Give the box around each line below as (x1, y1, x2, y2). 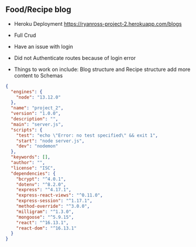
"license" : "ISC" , (11, 165, 56, 171)
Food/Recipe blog (5, 5, 72, 15)
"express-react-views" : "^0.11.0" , (16, 192, 103, 198)
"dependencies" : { (11, 170, 56, 177)
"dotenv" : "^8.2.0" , (16, 181, 66, 187)
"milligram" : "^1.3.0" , (16, 208, 75, 215)
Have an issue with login (13, 43, 73, 50)
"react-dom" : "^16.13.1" (16, 225, 77, 231)
